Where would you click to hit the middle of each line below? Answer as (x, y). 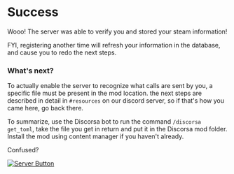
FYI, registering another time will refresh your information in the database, (114, 45)
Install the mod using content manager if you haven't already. (96, 136)
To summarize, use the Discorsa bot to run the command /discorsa (104, 122)
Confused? (23, 150)
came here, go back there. (46, 108)
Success (33, 12)
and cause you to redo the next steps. (62, 52)
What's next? (30, 71)
